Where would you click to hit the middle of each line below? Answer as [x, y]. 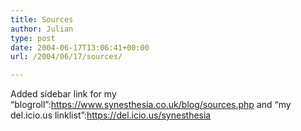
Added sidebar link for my [63, 94]
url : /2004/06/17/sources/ [66, 57]
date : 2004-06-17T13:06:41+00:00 [80, 47]
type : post [33, 38]
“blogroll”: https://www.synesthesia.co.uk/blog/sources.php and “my [151, 105]
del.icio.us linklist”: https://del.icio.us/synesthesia [111, 115]
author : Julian [42, 29]
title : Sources [42, 19]
